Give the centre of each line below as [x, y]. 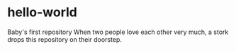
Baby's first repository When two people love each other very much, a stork [118, 32]
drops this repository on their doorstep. [65, 39]
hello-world [43, 12]
